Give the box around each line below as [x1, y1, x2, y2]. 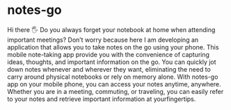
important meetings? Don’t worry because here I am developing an [7, 36, 199, 44]
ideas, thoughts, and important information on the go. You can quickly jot [7, 58, 217, 66]
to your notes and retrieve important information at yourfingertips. [7, 95, 196, 103]
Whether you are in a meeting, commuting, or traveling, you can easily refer [7, 87, 224, 95]
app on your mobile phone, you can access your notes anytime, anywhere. [7, 79, 221, 88]
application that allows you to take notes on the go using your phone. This [7, 42, 219, 51]
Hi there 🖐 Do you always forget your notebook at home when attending [7, 25, 216, 33]
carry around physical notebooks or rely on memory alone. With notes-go [7, 72, 218, 81]
